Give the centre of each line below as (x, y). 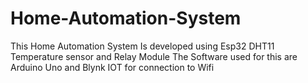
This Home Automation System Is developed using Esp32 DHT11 (142, 46)
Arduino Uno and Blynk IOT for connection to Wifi (112, 67)
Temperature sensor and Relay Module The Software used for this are (154, 56)
